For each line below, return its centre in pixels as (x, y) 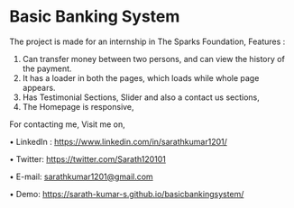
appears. (39, 87)
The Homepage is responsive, (78, 106)
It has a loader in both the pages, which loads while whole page (141, 77)
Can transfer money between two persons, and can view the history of (154, 59)
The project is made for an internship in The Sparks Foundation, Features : (147, 41)
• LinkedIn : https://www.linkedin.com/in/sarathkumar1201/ (118, 141)
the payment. (47, 68)
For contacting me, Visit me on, (68, 124)
